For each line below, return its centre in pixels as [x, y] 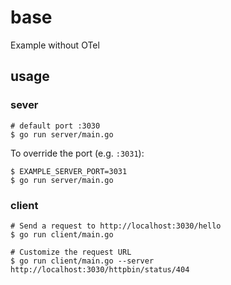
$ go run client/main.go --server [82, 261]
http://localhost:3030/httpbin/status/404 [100, 269]
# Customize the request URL [71, 252]
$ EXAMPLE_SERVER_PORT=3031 [69, 171]
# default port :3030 [55, 126]
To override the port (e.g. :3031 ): [77, 153]
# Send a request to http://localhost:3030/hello [116, 226]
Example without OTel [55, 45]
